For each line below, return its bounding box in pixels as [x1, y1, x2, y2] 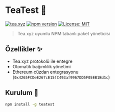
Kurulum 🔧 [5, 89, 38, 97]
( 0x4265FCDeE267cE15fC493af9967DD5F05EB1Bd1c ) [12, 74, 110, 80]
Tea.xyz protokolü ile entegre [12, 58, 73, 64]
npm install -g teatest [5, 102, 55, 107]
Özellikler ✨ [5, 45, 42, 54]
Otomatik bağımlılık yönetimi [12, 63, 71, 69]
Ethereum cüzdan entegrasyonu [12, 69, 79, 75]
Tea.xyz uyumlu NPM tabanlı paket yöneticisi [17, 30, 110, 36]
